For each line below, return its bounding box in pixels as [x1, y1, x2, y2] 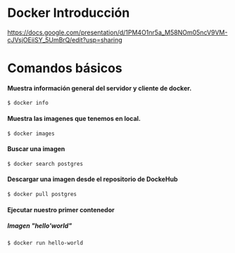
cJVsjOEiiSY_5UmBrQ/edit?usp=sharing [7, 35, 123, 44]
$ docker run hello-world [7, 239, 83, 247]
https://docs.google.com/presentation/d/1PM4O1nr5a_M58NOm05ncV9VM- [7, 28, 228, 37]
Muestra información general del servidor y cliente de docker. [7, 84, 192, 92]
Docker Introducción [7, 5, 130, 21]
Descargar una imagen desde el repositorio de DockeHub [7, 175, 178, 183]
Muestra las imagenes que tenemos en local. [7, 114, 141, 122]
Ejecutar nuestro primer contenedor [7, 205, 115, 214]
